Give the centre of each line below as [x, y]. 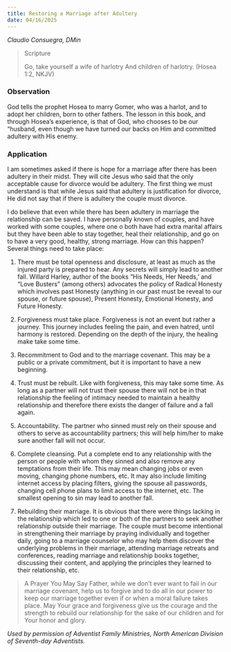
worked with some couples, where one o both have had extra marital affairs [115, 227]
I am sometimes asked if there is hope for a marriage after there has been [112, 169]
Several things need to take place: [56, 249]
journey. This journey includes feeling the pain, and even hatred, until [115, 327]
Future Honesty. [40, 306]
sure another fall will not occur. [61, 440]
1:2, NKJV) [39, 74]
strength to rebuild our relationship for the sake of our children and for [124, 613]
